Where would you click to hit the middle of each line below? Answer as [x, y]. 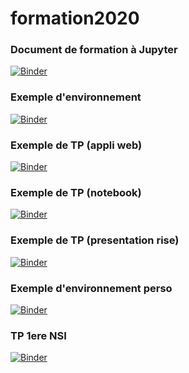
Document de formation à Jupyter [94, 50]
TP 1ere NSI [38, 335]
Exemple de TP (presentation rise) [95, 240]
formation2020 [75, 18]
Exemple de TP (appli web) [76, 145]
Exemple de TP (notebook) [76, 192]
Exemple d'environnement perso [91, 288]
